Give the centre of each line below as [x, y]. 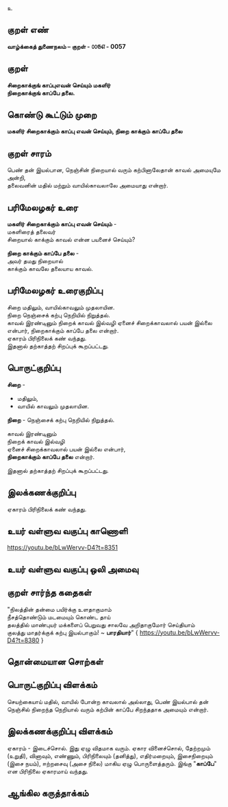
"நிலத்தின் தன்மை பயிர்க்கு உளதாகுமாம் [59, 609]
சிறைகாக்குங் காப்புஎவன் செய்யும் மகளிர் [59, 85]
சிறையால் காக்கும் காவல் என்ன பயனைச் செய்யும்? [71, 240]
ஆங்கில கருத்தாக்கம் [48, 793]
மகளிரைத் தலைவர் [31, 232]
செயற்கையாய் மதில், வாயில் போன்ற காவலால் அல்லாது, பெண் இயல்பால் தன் [108, 701]
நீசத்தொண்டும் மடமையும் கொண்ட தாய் [59, 617]
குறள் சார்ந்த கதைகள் [49, 593]
